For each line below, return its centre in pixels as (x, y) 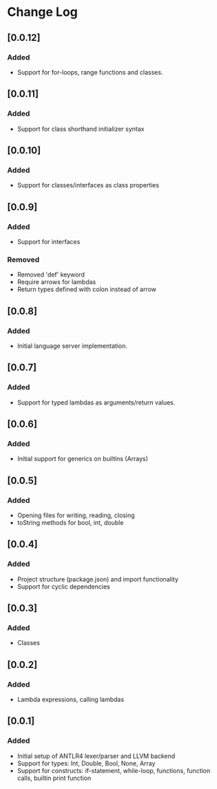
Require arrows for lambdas (56, 282)
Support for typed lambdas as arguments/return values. (96, 402)
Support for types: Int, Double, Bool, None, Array (86, 763)
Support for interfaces (49, 241)
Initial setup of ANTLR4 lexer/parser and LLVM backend (96, 756)
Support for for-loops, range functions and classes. (90, 72)
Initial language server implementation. (72, 346)
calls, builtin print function (54, 778)
